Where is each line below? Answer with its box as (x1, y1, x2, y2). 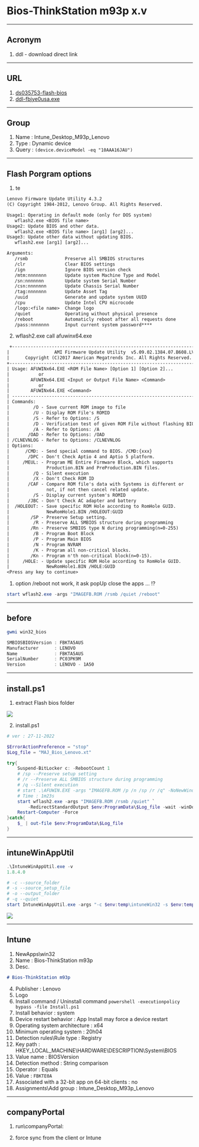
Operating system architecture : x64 (15, 1022, 104, 1029)
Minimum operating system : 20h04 (15, 1028, 103, 1035)
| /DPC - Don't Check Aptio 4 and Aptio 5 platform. (6, 453, 155, 459)
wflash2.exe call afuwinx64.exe (15, 332, 92, 339)
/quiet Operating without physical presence (14, 310, 158, 317)
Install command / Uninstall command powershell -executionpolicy (15, 997, 180, 1005)
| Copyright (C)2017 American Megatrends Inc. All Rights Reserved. (6, 355, 193, 361)
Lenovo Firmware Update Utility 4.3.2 (6, 196, 102, 202)
